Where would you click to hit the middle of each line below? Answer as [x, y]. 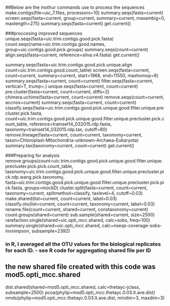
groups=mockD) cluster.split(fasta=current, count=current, [86, 188]
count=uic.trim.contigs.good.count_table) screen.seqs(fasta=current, [78, 70]
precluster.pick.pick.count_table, [39, 166]
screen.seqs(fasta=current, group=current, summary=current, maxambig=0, [85, 18]
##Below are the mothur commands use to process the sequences [75, 7]
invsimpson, [18, 231]
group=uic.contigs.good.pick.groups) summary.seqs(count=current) [77, 49]
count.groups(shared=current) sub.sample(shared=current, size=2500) [80, 215]
